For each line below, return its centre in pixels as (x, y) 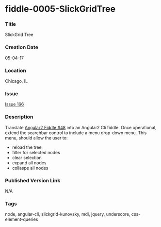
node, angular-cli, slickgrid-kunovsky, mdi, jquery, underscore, (68, 214)
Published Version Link (33, 180)
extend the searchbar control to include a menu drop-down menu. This (76, 133)
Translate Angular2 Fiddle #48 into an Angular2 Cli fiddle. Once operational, (81, 127)
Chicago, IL (16, 81)
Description (19, 117)
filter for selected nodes (36, 152)
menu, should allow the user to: (36, 138)
